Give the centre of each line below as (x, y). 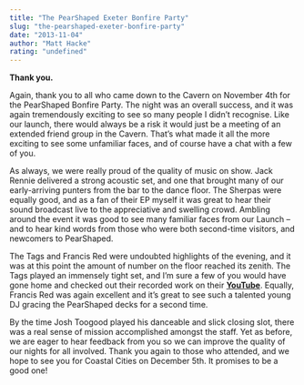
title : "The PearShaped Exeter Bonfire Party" (99, 18)
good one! (29, 370)
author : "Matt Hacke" (51, 43)
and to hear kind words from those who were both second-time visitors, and (152, 229)
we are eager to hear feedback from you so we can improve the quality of (147, 341)
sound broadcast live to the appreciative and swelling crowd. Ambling (140, 209)
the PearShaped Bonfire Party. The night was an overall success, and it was (152, 105)
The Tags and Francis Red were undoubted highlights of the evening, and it (150, 257)
